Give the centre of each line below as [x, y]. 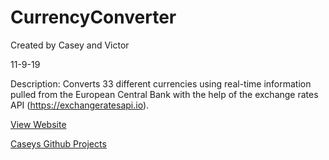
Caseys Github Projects [58, 143]
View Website [38, 124]
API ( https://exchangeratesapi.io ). [80, 105]
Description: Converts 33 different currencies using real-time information [161, 83]
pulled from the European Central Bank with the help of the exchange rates [164, 94]
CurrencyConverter [93, 17]
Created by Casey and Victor [70, 45]
